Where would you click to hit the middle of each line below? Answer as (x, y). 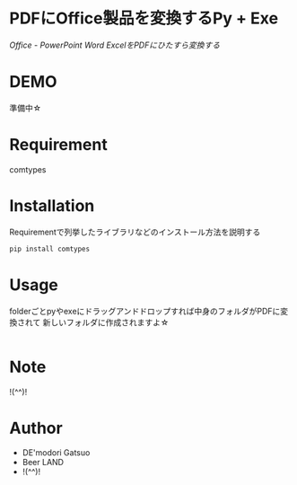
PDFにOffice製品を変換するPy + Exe (144, 18)
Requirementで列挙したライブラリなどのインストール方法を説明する (135, 232)
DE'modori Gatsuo (56, 453)
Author (36, 428)
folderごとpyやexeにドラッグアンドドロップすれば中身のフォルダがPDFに (145, 311)
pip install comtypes (50, 249)
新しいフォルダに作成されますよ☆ (106, 322)
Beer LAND (43, 463)
